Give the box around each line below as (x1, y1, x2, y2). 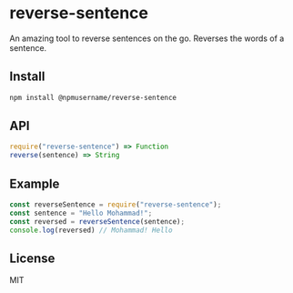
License (9, 250, 56, 266)
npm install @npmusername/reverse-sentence (9, 93, 177, 102)
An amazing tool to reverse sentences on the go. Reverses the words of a (9, 33, 285, 44)
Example (9, 176, 60, 191)
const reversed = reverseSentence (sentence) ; (9, 217, 185, 226)
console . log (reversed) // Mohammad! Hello (9, 226, 173, 235)
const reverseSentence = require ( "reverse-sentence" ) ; (9, 200, 222, 209)
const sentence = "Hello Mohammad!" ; (9, 208, 153, 217)
